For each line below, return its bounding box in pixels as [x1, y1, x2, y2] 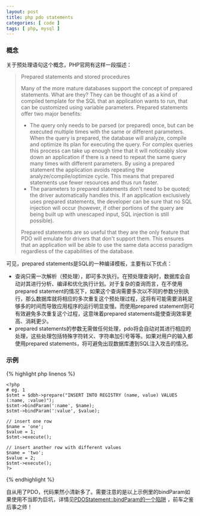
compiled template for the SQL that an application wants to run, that [20, 97, 188, 105]
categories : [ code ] [6, 20, 60, 26]
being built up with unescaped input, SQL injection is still [29, 210, 169, 218]
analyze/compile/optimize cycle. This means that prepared [29, 172, 174, 179]
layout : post [6, 8, 39, 15]
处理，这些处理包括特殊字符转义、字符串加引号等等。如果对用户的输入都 [14, 332, 193, 340]
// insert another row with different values [6, 444, 121, 450]
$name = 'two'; [6, 450, 44, 456]
